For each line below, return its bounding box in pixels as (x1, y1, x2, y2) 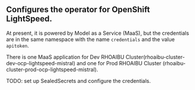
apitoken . (6, 42, 30, 49)
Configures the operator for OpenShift (6, 5, 150, 15)
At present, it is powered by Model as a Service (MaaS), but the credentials (6, 29, 190, 36)
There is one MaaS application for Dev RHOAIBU (6, 53, 124, 61)
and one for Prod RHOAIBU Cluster (76, 59, 162, 66)
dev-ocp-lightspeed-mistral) (6, 59, 76, 66)
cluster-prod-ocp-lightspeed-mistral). (6, 66, 98, 73)
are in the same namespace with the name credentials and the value (6, 35, 175, 43)
